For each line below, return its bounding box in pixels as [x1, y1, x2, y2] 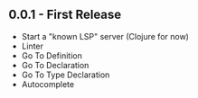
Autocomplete [21, 78, 74, 89]
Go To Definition [21, 49, 82, 61]
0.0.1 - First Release [8, 7, 122, 22]
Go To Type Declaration [21, 69, 110, 80]
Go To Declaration [21, 59, 90, 70]
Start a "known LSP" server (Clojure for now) [21, 31, 189, 41]
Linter [21, 40, 44, 51]
